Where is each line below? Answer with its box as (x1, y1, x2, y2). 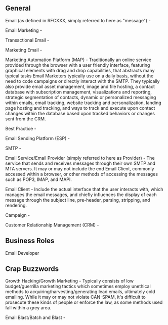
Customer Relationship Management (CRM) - (5, 222, 99, 228)
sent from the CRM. (5, 116, 47, 122)
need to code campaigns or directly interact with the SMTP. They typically (5, 78, 160, 84)
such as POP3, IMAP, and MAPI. (5, 176, 72, 182)
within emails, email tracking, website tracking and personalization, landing (5, 100, 162, 106)
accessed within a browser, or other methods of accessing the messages (5, 171, 158, 177)
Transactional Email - (5, 37, 50, 43)
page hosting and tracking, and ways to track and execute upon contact (5, 105, 155, 111)
